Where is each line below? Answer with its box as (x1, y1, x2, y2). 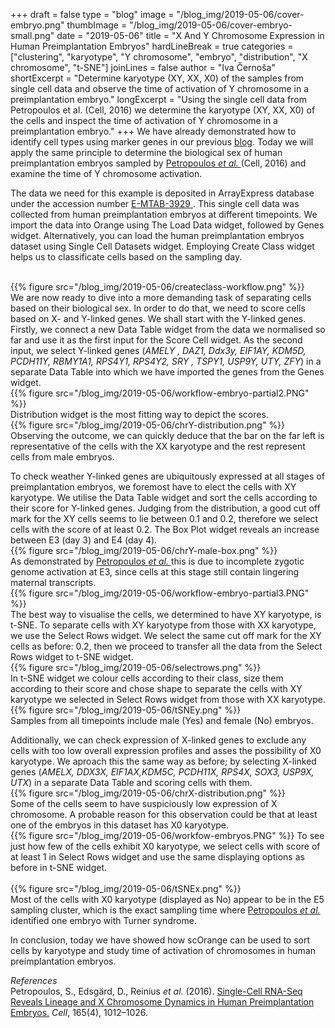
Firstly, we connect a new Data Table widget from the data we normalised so (10, 324, 326, 335)
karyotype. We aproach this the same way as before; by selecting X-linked (10, 755, 317, 767)
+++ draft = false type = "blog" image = (10, 9, 175, 20)
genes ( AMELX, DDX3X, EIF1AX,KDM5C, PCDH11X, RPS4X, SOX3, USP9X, (10, 766, 315, 778)
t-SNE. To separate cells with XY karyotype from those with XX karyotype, (10, 619, 317, 631)
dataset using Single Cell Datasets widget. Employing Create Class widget (10, 240, 315, 252)
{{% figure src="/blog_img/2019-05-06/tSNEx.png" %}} (10, 883, 242, 894)
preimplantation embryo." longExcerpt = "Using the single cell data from (10, 94, 307, 105)
